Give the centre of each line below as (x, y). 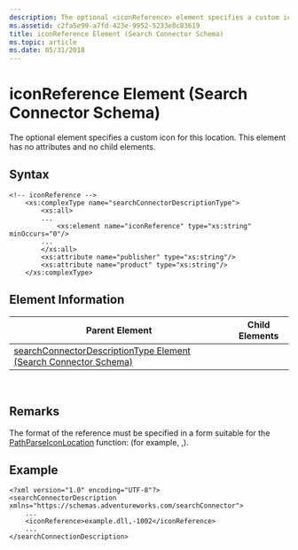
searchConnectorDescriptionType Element (102, 351)
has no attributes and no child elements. (82, 147)
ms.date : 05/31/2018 (47, 50)
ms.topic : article (43, 42)
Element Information (67, 300)
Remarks (35, 411)
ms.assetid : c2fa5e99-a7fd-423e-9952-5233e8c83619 (105, 26)
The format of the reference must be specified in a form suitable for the (140, 433)
